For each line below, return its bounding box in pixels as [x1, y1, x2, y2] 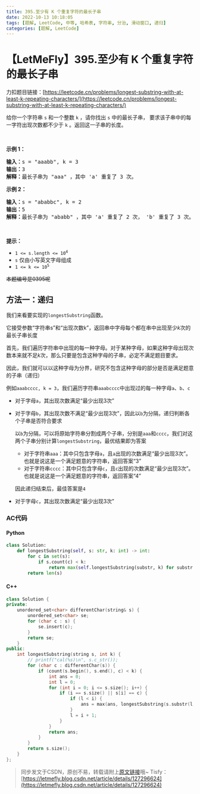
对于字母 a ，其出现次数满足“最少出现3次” [14, 397, 114, 404]
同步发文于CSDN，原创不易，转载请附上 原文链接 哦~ [20, 768, 149, 775]
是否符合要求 [30, 418, 62, 424]
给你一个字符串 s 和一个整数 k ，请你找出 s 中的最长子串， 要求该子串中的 [6, 114, 186, 121]
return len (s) [27, 570, 62, 576]
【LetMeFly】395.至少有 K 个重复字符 [6, 53, 193, 66]
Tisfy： [149, 768, 168, 775]
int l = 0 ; [48, 679, 76, 685]
